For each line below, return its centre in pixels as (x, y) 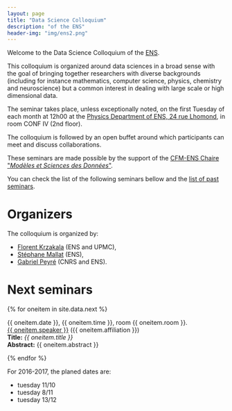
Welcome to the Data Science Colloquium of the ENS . (83, 53)
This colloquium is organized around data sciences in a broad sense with (111, 66)
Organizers (40, 214)
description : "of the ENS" (46, 26)
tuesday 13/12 (37, 400)
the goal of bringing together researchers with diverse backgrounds (104, 74)
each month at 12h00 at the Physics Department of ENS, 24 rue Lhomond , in (116, 117)
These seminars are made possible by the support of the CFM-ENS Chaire (113, 158)
